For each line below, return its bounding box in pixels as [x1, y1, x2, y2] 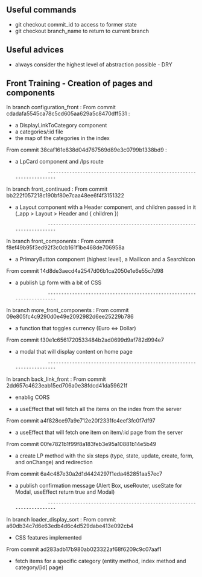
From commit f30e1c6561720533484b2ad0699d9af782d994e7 [6, 336, 165, 343]
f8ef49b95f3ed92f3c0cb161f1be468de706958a [6, 244, 125, 251]
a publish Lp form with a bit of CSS [14, 279, 102, 286]
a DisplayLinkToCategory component [14, 122, 107, 129]
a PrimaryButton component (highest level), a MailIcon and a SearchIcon [14, 256, 195, 263]
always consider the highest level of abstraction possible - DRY [14, 60, 173, 68]
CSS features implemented [14, 534, 82, 541]
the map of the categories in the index [14, 135, 110, 142]
